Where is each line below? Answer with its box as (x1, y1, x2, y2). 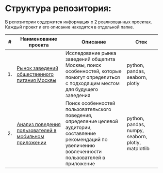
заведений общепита (65, 56, 115, 62)
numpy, (127, 127, 144, 133)
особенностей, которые (65, 68, 122, 74)
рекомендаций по (65, 136, 108, 143)
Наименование (20, 35, 57, 42)
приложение (65, 160, 96, 167)
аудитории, (65, 124, 92, 130)
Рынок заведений (16, 65, 59, 72)
